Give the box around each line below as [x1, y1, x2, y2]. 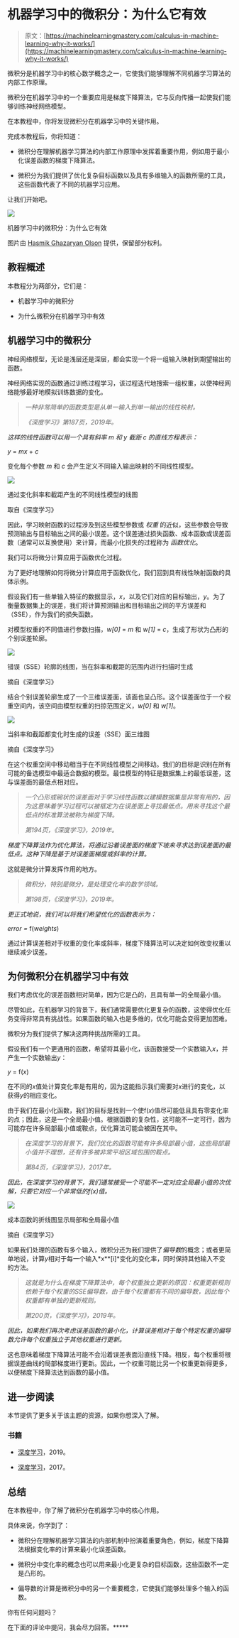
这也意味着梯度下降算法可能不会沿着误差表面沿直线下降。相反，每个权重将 [7, 1350, 225, 1359]
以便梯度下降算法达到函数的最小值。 [7, 1368, 113, 1377]
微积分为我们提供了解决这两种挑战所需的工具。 [7, 1030, 144, 1038]
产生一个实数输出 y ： [7, 1054, 67, 1062]
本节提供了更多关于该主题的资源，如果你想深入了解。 [7, 1411, 163, 1420]
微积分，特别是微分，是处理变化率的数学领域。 [24, 880, 162, 888]
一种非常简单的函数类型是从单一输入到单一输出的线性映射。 [24, 403, 199, 411]
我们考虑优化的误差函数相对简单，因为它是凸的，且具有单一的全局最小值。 [7, 990, 225, 999]
